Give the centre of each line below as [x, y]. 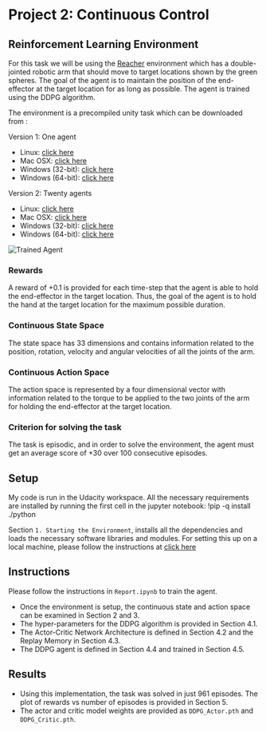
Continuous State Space [57, 325]
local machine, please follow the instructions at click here [102, 547]
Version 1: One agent [42, 137]
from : [18, 121]
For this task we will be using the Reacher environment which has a [119, 63]
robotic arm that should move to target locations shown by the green [145, 72]
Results [27, 674]
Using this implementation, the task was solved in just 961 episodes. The [139, 694]
